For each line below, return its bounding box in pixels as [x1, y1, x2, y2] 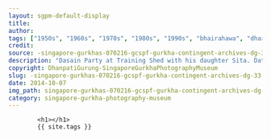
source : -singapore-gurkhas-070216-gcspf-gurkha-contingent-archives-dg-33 [8, 49, 269, 57]
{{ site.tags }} [37, 123, 92, 131]
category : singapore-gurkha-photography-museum [8, 94, 172, 102]
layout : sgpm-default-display [8, 11, 110, 20]
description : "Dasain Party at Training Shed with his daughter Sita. [8, 57, 251, 65]
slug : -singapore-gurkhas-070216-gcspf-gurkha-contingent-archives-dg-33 [8, 72, 262, 80]
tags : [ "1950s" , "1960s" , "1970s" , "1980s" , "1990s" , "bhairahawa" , [8, 34, 244, 43]
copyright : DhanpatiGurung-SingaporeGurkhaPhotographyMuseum [8, 64, 219, 72]
